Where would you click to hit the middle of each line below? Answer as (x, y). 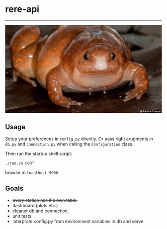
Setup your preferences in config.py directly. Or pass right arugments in (79, 139)
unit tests (22, 216)
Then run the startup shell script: (39, 154)
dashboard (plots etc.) (35, 206)
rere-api (22, 9)
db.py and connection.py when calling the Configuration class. (69, 144)
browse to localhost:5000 (32, 173)
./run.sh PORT (20, 163)
